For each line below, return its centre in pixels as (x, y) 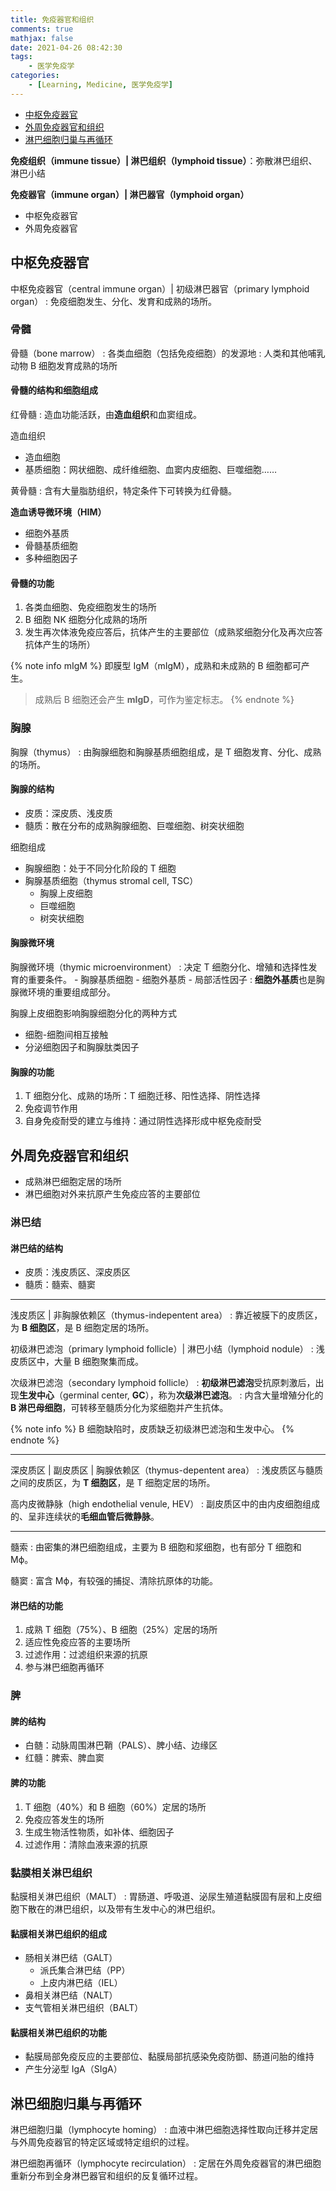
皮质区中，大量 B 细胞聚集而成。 (77, 1362)
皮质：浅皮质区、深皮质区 (77, 1272)
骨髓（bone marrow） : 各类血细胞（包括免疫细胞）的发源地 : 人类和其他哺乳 (168, 353)
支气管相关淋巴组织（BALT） (84, 2008)
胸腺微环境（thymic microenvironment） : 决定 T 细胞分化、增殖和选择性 (159, 967)
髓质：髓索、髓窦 (60, 1285)
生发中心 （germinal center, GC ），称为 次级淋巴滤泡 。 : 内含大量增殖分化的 (171, 1395)
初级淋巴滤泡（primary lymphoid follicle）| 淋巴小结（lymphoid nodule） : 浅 (167, 1349)
